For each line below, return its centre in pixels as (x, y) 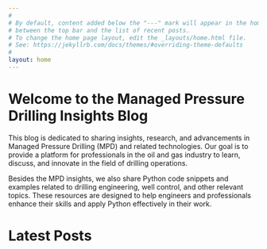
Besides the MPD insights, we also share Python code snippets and (118, 178)
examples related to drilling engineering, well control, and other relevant (126, 186)
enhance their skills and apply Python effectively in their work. (110, 204)
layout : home (30, 60)
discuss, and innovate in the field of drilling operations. (98, 163)
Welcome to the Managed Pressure (126, 99)
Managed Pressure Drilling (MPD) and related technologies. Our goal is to (128, 146)
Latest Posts (50, 236)
